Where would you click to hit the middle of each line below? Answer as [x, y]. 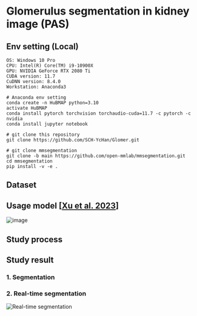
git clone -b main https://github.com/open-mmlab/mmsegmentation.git [96, 156]
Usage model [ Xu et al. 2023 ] [63, 205]
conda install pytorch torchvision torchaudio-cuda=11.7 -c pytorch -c [98, 113]
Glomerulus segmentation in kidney [98, 11]
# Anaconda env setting [36, 98]
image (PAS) [38, 24]
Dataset [22, 185]
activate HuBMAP [27, 108]
